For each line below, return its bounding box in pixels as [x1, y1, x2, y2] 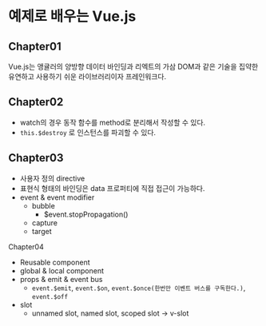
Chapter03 [8, 151, 64, 165]
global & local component [19, 265, 105, 276]
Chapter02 [8, 95, 64, 109]
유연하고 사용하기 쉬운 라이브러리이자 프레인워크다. [8, 72, 167, 81]
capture [31, 217, 58, 228]
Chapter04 [8, 241, 44, 252]
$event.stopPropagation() [43, 209, 129, 219]
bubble [31, 201, 56, 210]
